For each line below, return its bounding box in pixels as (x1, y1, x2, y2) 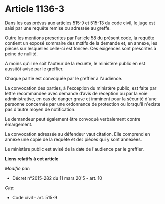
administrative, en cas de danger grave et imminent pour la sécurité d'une (5, 96, 157, 102)
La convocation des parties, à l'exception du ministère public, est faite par (5, 85, 157, 91)
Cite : (5, 185, 15, 191)
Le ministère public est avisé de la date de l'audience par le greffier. (5, 146, 144, 152)
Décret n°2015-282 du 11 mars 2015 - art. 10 (12, 175, 103, 181)
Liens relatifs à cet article (5, 156, 59, 162)
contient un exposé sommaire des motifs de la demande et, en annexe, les (5, 40, 158, 46)
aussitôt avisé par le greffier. (5, 66, 64, 72)
